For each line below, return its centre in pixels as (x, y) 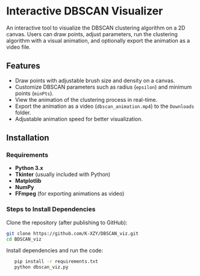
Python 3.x (29, 168)
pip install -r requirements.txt (56, 262)
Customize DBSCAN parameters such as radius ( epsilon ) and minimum (103, 87)
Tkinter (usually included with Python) (63, 174)
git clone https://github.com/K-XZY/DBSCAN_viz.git (72, 233)
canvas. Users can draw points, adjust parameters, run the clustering (92, 34)
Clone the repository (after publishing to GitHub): (67, 222)
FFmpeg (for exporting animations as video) (70, 193)
